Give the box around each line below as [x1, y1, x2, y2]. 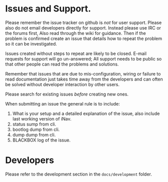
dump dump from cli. [12, 131, 56, 137]
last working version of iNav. [12, 115, 72, 121]
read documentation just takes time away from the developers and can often [5, 76, 163, 82]
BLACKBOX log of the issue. [12, 137, 71, 143]
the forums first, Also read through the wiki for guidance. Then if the [5, 30, 146, 36]
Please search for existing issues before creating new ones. [5, 91, 129, 97]
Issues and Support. [5, 3, 91, 14]
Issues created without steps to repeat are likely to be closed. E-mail [5, 50, 147, 56]
